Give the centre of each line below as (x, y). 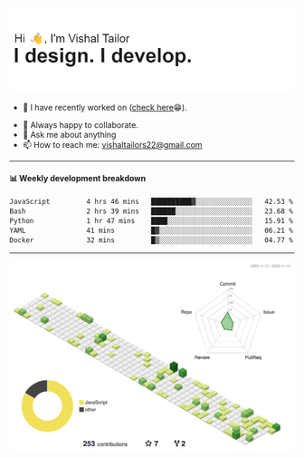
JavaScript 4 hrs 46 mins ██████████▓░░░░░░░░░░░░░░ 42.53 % (152, 202)
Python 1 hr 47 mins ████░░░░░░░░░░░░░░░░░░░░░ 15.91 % (152, 221)
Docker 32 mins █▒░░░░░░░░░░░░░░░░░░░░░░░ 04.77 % (152, 240)
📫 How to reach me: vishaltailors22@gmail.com (112, 145)
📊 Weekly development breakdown (78, 178)
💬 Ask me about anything (69, 135)
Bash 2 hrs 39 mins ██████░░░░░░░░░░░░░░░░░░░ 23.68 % (152, 211)
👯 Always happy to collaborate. (80, 125)
